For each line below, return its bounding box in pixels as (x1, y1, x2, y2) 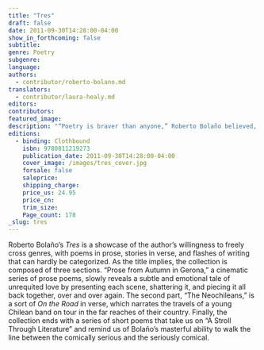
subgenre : (8, 56, 41, 64)
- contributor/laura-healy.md (15, 93, 115, 101)
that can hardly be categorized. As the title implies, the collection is (8, 257, 228, 267)
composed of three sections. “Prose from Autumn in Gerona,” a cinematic (8, 265, 248, 275)
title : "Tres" (8, 11, 55, 20)
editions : (8, 129, 41, 137)
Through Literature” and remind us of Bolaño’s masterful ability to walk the (8, 325, 251, 334)
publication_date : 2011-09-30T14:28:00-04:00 (22, 152, 176, 160)
